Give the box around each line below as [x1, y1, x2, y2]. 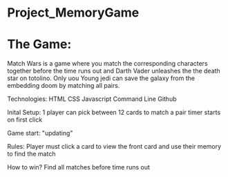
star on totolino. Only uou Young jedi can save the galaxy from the [7, 74, 196, 82]
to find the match [7, 150, 56, 158]
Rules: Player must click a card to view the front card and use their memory [7, 142, 222, 151]
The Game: [7, 37, 72, 53]
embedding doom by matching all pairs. [7, 82, 120, 90]
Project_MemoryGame [7, 5, 140, 21]
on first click [7, 115, 43, 124]
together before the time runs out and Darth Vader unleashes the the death [7, 67, 220, 75]
